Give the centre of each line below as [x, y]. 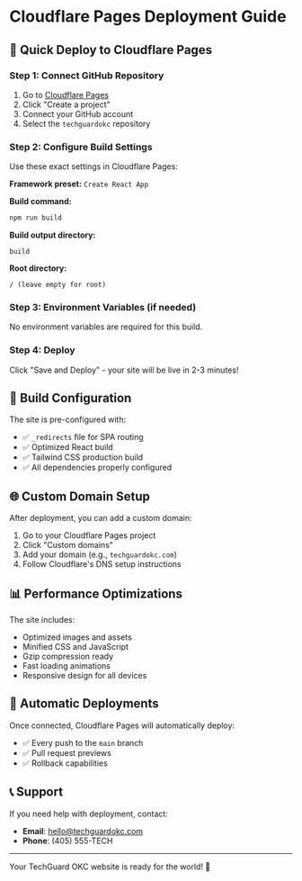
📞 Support [36, 792]
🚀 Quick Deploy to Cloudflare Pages [111, 50]
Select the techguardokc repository [86, 123]
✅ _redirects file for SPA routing [83, 437]
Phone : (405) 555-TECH [67, 841]
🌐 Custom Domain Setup [80, 496]
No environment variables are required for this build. [106, 327]
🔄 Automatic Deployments [84, 704]
